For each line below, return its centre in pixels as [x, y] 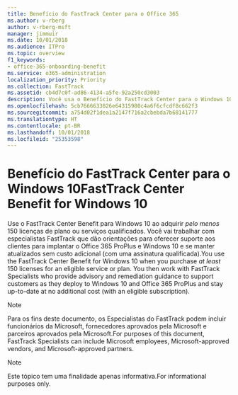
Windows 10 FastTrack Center [96, 189]
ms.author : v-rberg [36, 21]
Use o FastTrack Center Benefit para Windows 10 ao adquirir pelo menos [113, 224]
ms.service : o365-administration [57, 73]
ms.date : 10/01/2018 [38, 40]
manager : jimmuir [33, 34]
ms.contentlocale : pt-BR [44, 126]
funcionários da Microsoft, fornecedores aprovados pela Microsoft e [107, 326]
